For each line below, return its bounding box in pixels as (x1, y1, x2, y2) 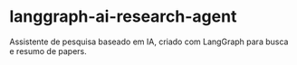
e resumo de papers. (9, 45, 88, 56)
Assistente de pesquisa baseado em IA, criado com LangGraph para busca (9, 36, 289, 47)
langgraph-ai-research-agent (9, 6, 237, 27)
